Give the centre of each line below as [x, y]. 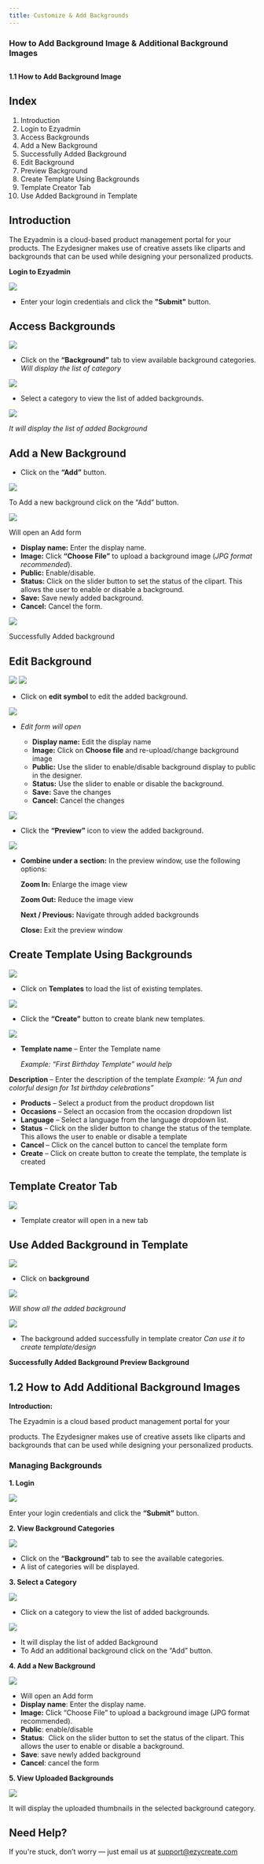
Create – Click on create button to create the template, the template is [133, 1153]
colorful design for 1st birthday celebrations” [81, 1087]
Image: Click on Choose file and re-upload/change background [135, 750]
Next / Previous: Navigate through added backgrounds [110, 915]
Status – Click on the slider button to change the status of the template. [136, 1128]
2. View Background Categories [62, 1528]
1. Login [22, 1482]
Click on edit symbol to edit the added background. [104, 696]
